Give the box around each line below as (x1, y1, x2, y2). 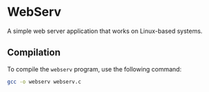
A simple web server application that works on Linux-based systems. (7, 27, 203, 35)
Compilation (7, 47, 60, 58)
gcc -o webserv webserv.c (7, 78, 81, 85)
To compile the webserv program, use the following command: (7, 65, 182, 73)
